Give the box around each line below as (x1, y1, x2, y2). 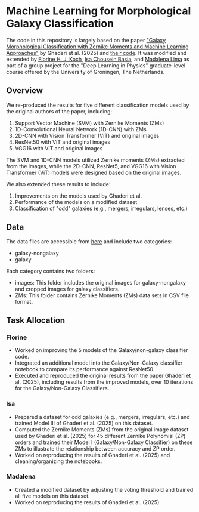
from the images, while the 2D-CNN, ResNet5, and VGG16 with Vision (6, 162, 177, 169)
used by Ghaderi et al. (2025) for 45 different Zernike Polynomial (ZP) (14, 432, 186, 439)
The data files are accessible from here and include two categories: (6, 238, 172, 245)
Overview (6, 85, 43, 96)
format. (14, 298, 33, 305)
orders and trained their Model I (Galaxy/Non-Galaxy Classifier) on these (14, 439, 193, 446)
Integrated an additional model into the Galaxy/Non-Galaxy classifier (14, 359, 183, 366)
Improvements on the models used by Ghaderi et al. (14, 192, 142, 199)
